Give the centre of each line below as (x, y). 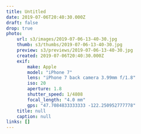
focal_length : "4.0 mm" (56, 100)
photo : (14, 34)
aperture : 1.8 (45, 89)
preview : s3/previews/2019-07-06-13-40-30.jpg (75, 50)
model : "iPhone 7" (50, 72)
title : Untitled (26, 12)
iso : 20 (37, 84)
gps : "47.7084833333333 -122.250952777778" (81, 105)
